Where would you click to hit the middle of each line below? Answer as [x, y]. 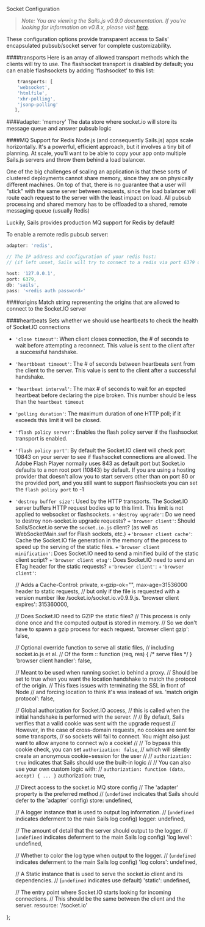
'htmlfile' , [32, 93]
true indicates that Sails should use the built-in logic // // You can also [103, 763]
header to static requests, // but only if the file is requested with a [97, 591]
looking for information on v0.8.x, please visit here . [85, 27]
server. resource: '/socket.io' [51, 906]
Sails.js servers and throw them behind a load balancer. [76, 160]
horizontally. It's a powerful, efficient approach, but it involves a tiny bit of [99, 147]
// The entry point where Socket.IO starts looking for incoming [93, 892]
